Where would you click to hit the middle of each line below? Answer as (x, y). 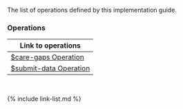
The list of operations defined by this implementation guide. (92, 10)
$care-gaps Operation (47, 57)
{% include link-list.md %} (44, 99)
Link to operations (50, 46)
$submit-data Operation (50, 68)
